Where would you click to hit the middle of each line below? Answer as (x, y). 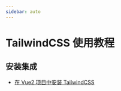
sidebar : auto (23, 12)
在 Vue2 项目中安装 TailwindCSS (54, 82)
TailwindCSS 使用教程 (60, 43)
